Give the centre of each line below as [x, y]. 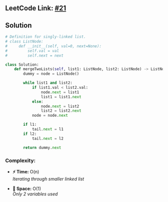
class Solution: [22, 65]
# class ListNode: [24, 42]
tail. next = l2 [48, 138]
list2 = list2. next [61, 111]
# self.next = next [34, 55]
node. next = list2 [60, 106]
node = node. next [50, 116]
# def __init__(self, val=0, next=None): [53, 46]
